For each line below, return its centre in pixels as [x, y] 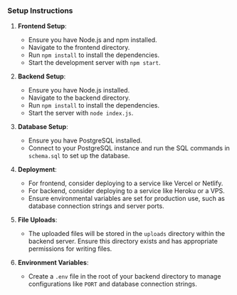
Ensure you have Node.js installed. [79, 90]
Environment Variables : [53, 263]
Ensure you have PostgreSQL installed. [85, 140]
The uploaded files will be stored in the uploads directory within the [127, 234]
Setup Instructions [40, 11]
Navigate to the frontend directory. [79, 48]
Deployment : [37, 170]
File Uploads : [37, 220]
